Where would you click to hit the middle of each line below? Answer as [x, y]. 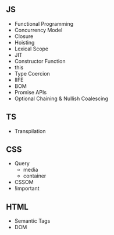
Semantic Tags [32, 221]
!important [27, 188]
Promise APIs [31, 92]
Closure [24, 36]
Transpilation [30, 131]
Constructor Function [40, 61]
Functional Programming [44, 23]
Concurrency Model [38, 30]
